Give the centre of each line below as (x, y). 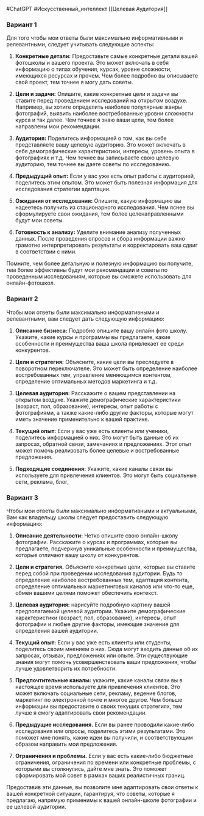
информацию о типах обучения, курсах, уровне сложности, (93, 69)
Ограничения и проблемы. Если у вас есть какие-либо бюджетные (104, 756)
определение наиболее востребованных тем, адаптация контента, (102, 580)
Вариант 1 (22, 24)
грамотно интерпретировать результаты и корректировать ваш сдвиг (106, 245)
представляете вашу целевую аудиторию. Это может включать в (100, 145)
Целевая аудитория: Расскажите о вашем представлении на (95, 393)
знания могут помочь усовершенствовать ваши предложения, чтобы (106, 661)
